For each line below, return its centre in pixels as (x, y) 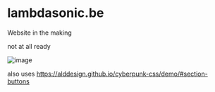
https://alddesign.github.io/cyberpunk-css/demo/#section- (122, 74)
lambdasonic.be (56, 13)
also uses (21, 74)
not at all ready (29, 46)
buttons (18, 81)
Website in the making (39, 33)
